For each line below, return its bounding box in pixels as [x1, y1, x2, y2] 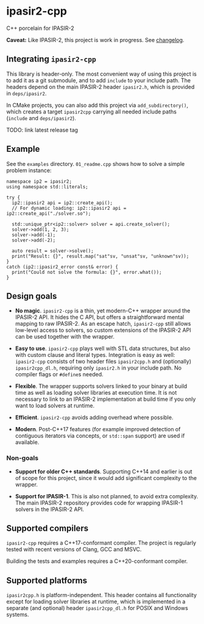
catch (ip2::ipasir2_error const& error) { [6, 264, 119, 270]
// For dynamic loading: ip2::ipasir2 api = [12, 205, 127, 211]
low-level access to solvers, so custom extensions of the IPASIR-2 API [15, 326, 191, 334]
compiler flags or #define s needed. [15, 371, 104, 378]
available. [15, 439, 40, 446]
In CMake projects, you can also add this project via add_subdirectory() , [6, 101, 189, 109]
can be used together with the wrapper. [15, 333, 114, 340]
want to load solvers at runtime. [15, 402, 95, 409]
